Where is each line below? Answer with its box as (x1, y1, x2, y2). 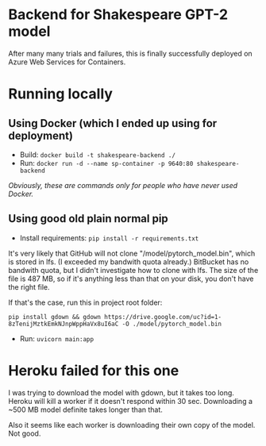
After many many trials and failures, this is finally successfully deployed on (8, 48, 253, 58)
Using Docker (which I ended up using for (8, 117, 218, 130)
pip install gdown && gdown (8, 313, 102, 321)
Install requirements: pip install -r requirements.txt (19, 233, 199, 243)
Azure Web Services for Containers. (8, 57, 126, 67)
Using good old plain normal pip (8, 212, 168, 225)
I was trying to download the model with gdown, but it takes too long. (8, 387, 234, 398)
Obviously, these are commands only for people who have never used (8, 180, 238, 190)
